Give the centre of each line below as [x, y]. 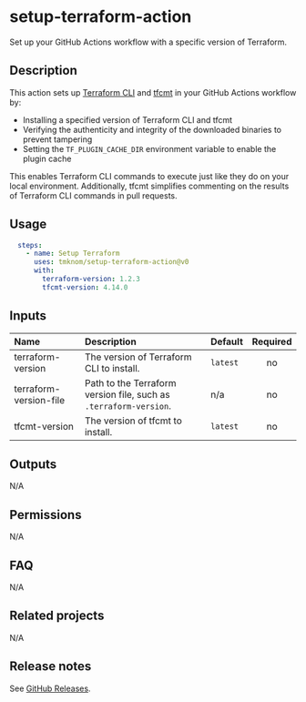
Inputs [28, 316]
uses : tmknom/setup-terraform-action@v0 [111, 262]
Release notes [51, 666]
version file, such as [127, 394]
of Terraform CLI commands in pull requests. [93, 195]
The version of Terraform [139, 357]
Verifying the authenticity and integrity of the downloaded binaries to [152, 129]
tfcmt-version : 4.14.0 [85, 287]
